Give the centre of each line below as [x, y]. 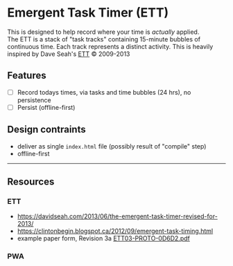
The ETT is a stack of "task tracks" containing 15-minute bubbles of [104, 39]
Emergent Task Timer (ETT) [88, 13]
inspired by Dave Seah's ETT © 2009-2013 [69, 54]
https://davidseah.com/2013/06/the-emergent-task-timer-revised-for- [118, 216]
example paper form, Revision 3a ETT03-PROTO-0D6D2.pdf [104, 238]
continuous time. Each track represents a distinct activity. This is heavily [110, 46]
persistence [34, 100]
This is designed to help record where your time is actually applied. [103, 32]
